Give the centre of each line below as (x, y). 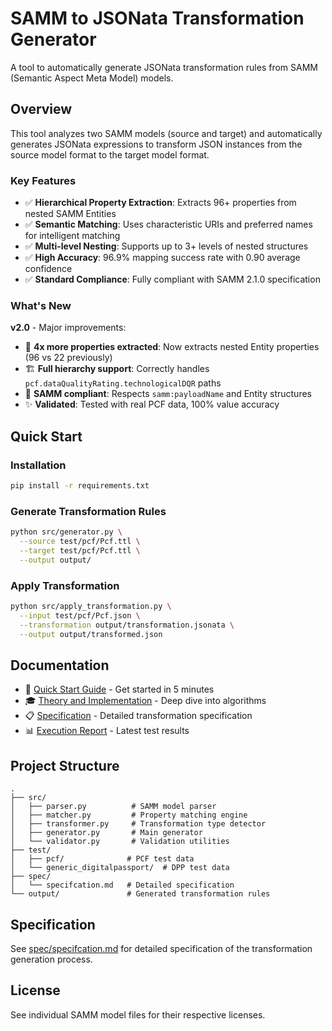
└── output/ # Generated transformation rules (140, 894)
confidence (48, 269)
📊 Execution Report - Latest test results (107, 731)
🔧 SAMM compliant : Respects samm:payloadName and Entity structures (168, 394)
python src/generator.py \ (66, 532)
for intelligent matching (72, 236)
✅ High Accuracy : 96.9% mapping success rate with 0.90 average (162, 258)
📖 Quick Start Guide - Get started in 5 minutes (119, 689)
